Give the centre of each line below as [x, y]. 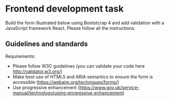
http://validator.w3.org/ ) [37, 71]
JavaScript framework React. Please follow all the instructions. [70, 28]
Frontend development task [65, 9]
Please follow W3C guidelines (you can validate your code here [79, 66]
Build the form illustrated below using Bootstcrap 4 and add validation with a [85, 23]
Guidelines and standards [47, 44]
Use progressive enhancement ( [46, 87]
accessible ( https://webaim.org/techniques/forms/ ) [66, 82]
